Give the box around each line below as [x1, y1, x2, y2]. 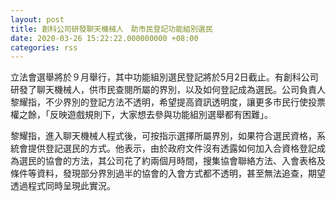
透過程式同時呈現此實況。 [10, 180, 116, 192]
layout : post [10, 14, 65, 25]
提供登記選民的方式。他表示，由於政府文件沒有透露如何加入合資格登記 [27, 142, 317, 155]
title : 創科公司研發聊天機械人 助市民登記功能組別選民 [10, 24, 213, 34]
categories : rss [10, 42, 78, 53]
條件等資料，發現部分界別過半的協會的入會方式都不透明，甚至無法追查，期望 [10, 167, 326, 180]
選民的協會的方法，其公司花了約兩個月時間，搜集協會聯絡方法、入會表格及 [18, 155, 326, 167]
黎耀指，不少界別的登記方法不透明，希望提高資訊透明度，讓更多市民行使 [10, 96, 308, 108]
